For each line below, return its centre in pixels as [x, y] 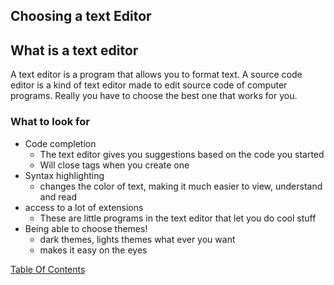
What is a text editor [74, 50]
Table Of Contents [48, 269]
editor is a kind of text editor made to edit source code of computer [149, 85]
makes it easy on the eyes [93, 250]
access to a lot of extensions [84, 207]
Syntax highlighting [64, 175]
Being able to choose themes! [86, 228]
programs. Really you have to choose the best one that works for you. [154, 96]
